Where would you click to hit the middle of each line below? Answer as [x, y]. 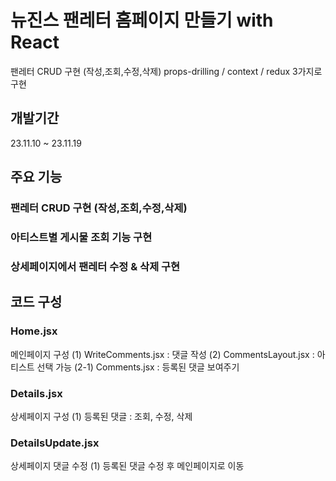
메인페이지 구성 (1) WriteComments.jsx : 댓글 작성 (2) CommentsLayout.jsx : [162, 354]
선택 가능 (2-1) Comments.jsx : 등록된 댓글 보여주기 [138, 367]
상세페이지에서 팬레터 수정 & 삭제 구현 [95, 266]
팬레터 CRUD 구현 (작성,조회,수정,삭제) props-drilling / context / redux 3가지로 [166, 71]
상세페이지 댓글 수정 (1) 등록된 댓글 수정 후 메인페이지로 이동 [127, 466]
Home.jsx [34, 331]
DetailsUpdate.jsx [55, 443]
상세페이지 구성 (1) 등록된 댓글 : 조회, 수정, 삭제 [101, 416]
